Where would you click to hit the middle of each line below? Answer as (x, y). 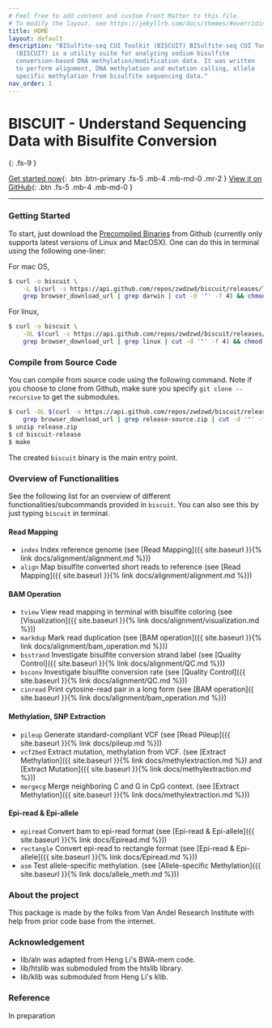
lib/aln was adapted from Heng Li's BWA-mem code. (108, 960)
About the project (44, 895)
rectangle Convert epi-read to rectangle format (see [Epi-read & (127, 848)
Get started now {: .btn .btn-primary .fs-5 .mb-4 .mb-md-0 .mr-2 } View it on (135, 179)
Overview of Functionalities (64, 478)
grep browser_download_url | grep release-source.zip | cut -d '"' (139, 420)
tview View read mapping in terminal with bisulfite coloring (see (126, 612)
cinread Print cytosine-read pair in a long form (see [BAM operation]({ (137, 689)
